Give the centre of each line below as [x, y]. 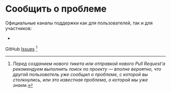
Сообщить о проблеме [56, 9]
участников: [19, 28]
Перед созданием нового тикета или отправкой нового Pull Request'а [89, 64]
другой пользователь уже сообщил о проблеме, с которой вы [80, 74]
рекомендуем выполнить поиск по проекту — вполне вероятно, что [87, 69]
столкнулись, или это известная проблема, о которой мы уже [80, 80]
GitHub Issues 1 [21, 48]
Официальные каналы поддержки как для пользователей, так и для [79, 23]
